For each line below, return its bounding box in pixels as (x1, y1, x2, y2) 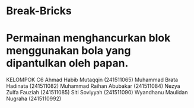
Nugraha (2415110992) (6, 95, 62, 102)
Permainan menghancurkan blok (6, 31, 171, 45)
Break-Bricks (6, 4, 72, 18)
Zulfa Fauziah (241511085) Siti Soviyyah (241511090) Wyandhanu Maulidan (6, 89, 188, 96)
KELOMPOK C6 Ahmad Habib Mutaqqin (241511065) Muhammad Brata (6, 76, 179, 84)
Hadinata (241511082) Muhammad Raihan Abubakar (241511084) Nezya (6, 82, 180, 90)
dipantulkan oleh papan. (6, 56, 129, 70)
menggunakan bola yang (6, 44, 131, 58)
